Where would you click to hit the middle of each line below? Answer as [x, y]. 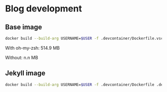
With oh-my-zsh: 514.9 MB [33, 48]
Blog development [43, 9]
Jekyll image [25, 73]
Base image [24, 27]
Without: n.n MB [22, 57]
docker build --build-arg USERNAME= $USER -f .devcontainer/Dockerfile [80, 85]
